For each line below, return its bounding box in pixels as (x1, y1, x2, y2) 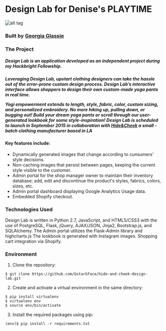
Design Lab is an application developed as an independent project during (5, 58, 160, 64)
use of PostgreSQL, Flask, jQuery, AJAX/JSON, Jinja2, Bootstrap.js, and (5, 223, 152, 229)
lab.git (5, 276, 21, 281)
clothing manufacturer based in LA (18, 128, 93, 134)
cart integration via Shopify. (5, 239, 62, 245)
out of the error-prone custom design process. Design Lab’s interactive (5, 81, 156, 87)
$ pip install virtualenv (5, 294, 59, 299)
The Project (5, 46, 34, 53)
